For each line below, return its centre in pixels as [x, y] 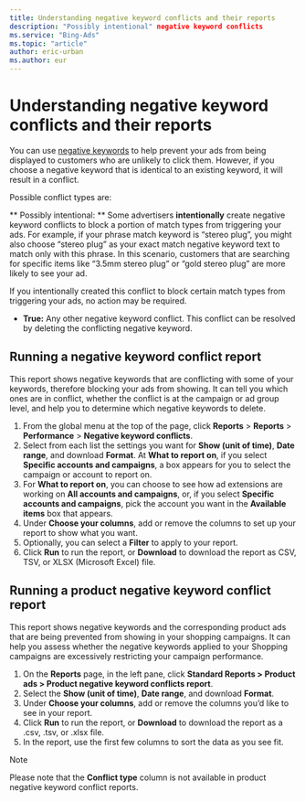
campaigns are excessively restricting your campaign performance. [137, 656]
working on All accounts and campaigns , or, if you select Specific [148, 494]
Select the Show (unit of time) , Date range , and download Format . [148, 693]
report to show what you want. [80, 532]
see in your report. [58, 712]
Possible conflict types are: [61, 197]
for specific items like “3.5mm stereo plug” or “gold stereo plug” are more [147, 263]
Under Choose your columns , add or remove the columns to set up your [159, 523]
